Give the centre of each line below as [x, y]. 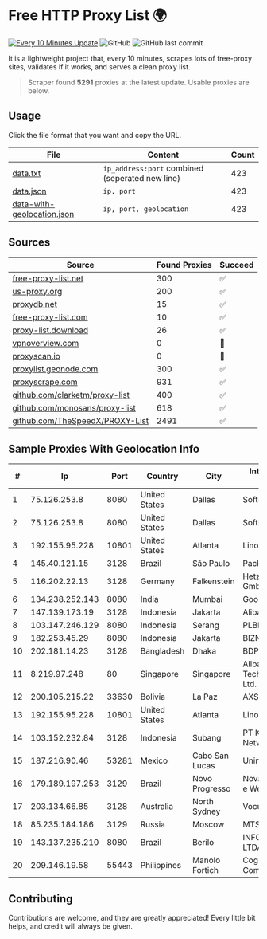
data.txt [27, 173]
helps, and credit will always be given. [70, 926]
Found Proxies [184, 265]
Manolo [206, 860]
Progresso [211, 788]
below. [39, 90]
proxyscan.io [37, 356]
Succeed [237, 265]
